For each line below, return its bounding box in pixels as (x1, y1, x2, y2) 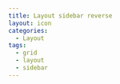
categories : (8, 26, 48, 34)
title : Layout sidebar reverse (8, 11, 113, 20)
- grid (15, 49, 38, 57)
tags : (8, 42, 26, 50)
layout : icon (8, 19, 52, 27)
